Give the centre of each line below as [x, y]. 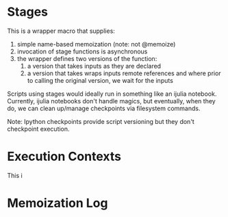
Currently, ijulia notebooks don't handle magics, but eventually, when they [111, 101]
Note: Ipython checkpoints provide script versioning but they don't [101, 121]
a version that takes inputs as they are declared [94, 66]
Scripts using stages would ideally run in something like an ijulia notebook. [112, 94]
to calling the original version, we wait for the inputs [100, 80]
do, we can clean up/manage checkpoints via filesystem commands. [104, 108]
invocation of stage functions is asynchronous [82, 51]
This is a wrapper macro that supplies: [61, 31]
